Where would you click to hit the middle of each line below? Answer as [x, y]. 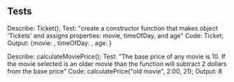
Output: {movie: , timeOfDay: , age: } [60, 43]
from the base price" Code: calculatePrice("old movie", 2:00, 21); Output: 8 [115, 71]
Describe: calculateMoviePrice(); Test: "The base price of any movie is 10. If [116, 56]
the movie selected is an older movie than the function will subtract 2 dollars [117, 64]
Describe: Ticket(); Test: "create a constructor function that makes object [112, 28]
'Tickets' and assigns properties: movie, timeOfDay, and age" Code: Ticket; [116, 35]
